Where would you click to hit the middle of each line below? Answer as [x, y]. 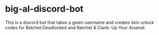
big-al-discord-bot [44, 9]
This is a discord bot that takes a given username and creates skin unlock [79, 22]
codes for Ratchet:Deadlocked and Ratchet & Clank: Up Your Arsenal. [76, 27]
